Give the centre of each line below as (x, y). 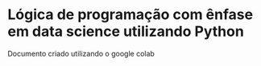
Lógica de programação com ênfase (130, 15)
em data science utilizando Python (126, 31)
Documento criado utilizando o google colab (81, 53)
